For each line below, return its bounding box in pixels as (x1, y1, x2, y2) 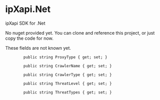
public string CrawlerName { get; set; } (23, 63, 112, 68)
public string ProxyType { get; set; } (23, 54, 108, 60)
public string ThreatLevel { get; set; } (23, 81, 112, 86)
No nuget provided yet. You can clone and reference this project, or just (5, 30, 155, 36)
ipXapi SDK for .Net (5, 20, 46, 26)
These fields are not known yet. (5, 45, 71, 51)
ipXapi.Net (5, 4, 51, 15)
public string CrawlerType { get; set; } (23, 72, 112, 77)
